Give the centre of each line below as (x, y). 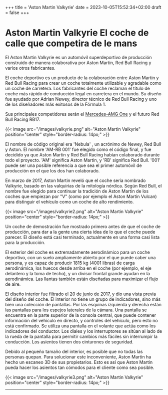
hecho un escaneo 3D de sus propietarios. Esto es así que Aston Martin (79, 362)
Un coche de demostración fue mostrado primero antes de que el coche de (83, 226)
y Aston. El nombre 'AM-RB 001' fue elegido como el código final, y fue (78, 149)
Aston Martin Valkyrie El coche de (77, 33)
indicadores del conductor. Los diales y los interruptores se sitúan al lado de (84, 331)
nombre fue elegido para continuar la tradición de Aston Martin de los (77, 191)
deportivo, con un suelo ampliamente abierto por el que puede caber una (80, 257)
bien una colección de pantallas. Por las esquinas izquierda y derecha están (83, 304)
